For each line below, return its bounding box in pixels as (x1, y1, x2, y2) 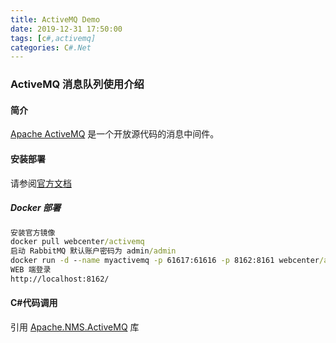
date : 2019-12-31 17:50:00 (10, 24, 123, 34)
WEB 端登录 (10, 265, 52, 275)
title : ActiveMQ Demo (10, 14, 101, 25)
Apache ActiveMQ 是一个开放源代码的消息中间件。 (10, 128, 220, 140)
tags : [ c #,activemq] (10, 33, 97, 43)
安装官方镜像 (10, 227, 56, 238)
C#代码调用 (10, 297, 58, 309)
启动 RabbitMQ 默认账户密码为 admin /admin (10, 246, 177, 256)
